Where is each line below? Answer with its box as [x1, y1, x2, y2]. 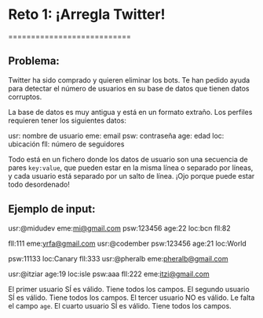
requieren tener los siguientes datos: [8, 116, 127, 125]
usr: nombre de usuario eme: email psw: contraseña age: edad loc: [8, 131, 225, 140]
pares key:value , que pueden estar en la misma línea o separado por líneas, [8, 163, 254, 172]
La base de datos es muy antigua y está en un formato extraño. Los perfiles [8, 107, 253, 116]
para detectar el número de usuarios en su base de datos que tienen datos [8, 83, 250, 93]
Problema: [8, 54, 60, 68]
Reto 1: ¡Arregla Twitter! [8, 6, 166, 24]
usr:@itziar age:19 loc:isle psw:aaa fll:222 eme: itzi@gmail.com [8, 269, 210, 279]
